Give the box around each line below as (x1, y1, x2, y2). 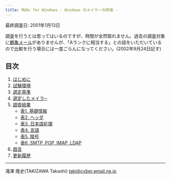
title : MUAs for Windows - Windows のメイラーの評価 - (5, 7, 118, 13)
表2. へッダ (20, 114, 44, 121)
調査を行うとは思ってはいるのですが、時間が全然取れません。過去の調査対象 (5, 33, 165, 39)
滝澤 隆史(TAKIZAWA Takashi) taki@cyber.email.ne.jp (5, 168, 117, 174)
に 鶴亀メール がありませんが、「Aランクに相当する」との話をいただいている (5, 39, 162, 45)
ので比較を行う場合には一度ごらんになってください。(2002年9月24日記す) (5, 45, 161, 51)
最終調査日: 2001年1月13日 (5, 22, 60, 28)
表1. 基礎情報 (20, 108, 47, 114)
